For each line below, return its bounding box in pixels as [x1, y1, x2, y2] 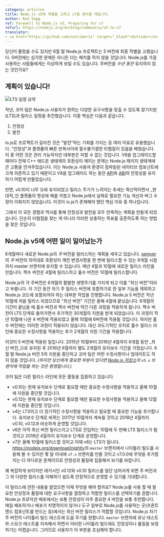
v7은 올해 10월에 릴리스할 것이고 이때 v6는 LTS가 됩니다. [12, 439, 120, 445]
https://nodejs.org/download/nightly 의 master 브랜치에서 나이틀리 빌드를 [12, 445, 154, 451]
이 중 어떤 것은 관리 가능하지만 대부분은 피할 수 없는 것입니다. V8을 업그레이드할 [5, 152, 156, 158]
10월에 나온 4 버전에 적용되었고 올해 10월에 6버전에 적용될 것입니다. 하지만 [10, 316, 152, 322]
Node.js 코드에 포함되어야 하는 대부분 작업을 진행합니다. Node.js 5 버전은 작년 [5, 291, 154, 298]
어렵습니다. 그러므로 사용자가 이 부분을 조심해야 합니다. [18, 527, 123, 533]
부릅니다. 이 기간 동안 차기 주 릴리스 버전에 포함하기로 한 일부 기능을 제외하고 [10, 286, 156, 291]
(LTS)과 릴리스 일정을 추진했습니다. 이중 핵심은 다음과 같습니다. [5, 113, 125, 119]
